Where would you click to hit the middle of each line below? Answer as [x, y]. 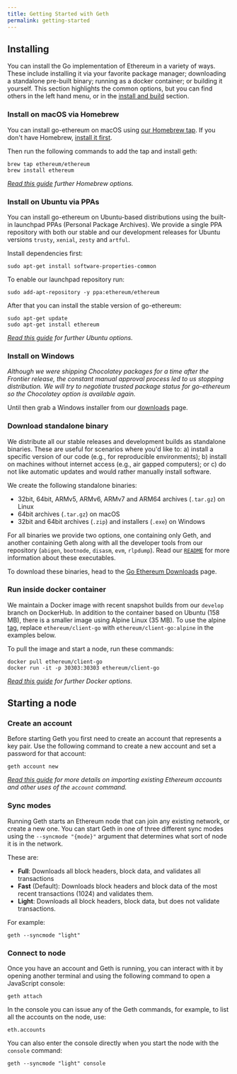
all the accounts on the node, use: [57, 1017]
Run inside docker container [57, 590]
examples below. [32, 635]
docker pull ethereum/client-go [55, 662]
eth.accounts [27, 1030]
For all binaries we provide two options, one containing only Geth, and [109, 535]
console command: [35, 1051]
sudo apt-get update [38, 318]
